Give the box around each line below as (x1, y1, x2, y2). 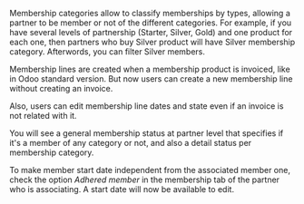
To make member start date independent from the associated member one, (9, 165, 290, 175)
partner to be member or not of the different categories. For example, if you (9, 17, 292, 28)
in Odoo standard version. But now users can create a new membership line (9, 73, 293, 84)
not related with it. (9, 111, 77, 121)
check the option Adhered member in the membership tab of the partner (9, 174, 279, 185)
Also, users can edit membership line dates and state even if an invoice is (9, 101, 284, 112)
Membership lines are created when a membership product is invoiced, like (9, 63, 290, 74)
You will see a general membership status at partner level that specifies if (9, 128, 284, 139)
